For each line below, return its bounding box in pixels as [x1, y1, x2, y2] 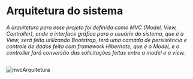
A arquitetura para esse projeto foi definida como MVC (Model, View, [6, 24, 177, 31]
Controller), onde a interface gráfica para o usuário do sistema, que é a [6, 30, 184, 37]
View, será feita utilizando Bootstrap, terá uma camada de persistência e [6, 36, 188, 43]
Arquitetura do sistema [6, 4, 123, 18]
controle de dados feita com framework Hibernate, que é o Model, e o [6, 43, 180, 50]
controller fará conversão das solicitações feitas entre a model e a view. [6, 49, 185, 56]
